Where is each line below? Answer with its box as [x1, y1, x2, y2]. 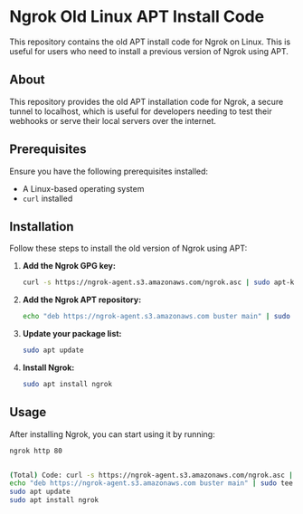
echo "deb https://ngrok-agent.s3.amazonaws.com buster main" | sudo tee [9, 479, 294, 488]
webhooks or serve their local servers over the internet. [9, 115, 217, 126]
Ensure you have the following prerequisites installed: [9, 166, 209, 176]
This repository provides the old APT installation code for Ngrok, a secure [9, 96, 284, 107]
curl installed [22, 193, 73, 204]
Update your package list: [22, 328, 122, 339]
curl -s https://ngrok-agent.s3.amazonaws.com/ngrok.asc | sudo [22, 278, 270, 287]
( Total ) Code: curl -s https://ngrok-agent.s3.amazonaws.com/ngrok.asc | [9, 471, 294, 480]
